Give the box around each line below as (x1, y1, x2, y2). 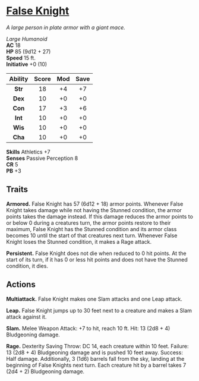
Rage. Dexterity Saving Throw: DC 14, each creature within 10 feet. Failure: (6, 342, 189, 349)
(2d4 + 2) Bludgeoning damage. (6, 367, 85, 375)
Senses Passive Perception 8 (6, 155, 78, 162)
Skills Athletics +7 (6, 148, 50, 155)
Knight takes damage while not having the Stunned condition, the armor (6, 206, 182, 213)
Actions (6, 279, 36, 289)
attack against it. (6, 313, 47, 320)
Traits (6, 184, 29, 194)
